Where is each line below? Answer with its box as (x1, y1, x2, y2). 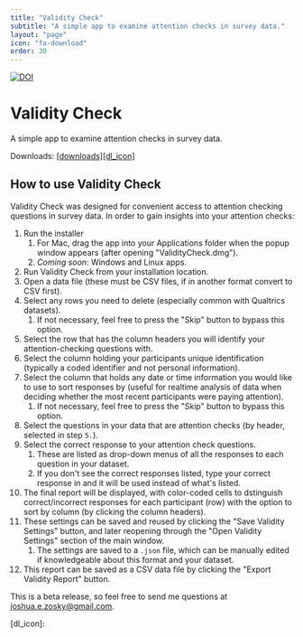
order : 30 (10, 47, 48, 56)
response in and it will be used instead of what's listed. (36, 477, 242, 488)
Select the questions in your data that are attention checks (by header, (23, 419, 285, 430)
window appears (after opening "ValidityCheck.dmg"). (36, 247, 238, 258)
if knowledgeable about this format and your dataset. (36, 554, 234, 565)
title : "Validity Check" (10, 13, 104, 23)
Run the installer (23, 228, 85, 239)
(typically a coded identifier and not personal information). (23, 362, 241, 373)
